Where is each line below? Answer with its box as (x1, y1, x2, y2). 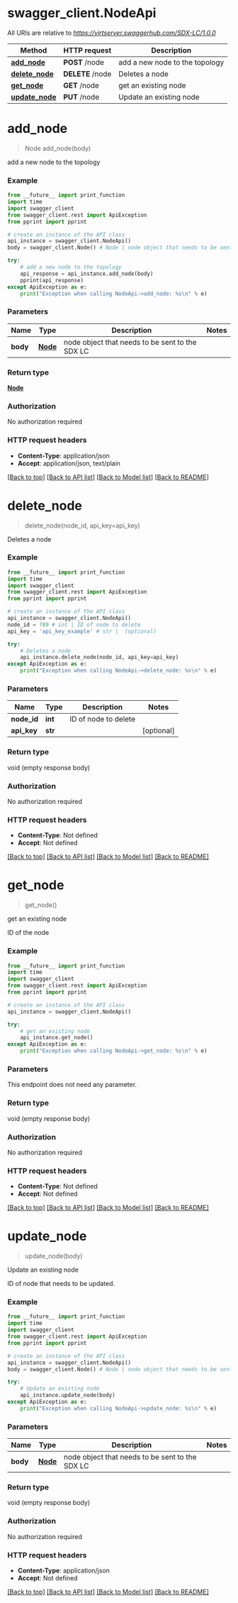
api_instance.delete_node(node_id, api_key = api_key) (20, 654, 179, 661)
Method (20, 45, 47, 55)
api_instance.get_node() (20, 1034, 93, 1041)
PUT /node (63, 92, 100, 102)
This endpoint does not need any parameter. (7, 1081, 137, 1089)
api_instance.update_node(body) (20, 1392, 115, 1399)
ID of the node (7, 928, 50, 937)
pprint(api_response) (20, 277, 84, 284)
